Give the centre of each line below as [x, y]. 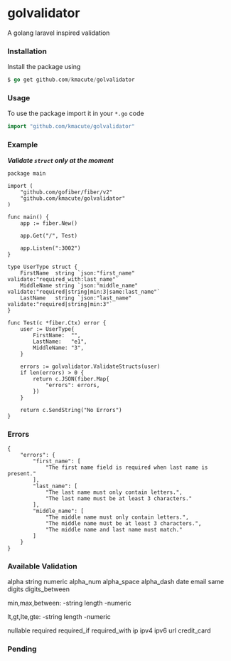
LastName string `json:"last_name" [76, 298]
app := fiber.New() [49, 223]
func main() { [28, 217]
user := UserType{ [47, 329]
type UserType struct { [43, 267]
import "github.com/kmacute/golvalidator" [71, 127]
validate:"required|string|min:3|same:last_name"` [84, 292]
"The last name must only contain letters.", [114, 492]
